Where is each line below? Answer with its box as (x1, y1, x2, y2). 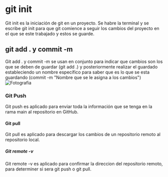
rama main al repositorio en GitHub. (5, 109, 79, 115)
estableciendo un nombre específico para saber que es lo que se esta (5, 69, 150, 75)
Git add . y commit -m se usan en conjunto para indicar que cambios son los (5, 58, 163, 64)
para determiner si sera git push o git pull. (5, 166, 92, 172)
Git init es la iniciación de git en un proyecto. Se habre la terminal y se (5, 20, 149, 26)
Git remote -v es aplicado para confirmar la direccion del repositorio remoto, (5, 161, 163, 167)
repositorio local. (5, 136, 40, 143)
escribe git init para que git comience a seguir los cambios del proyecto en (5, 25, 159, 31)
